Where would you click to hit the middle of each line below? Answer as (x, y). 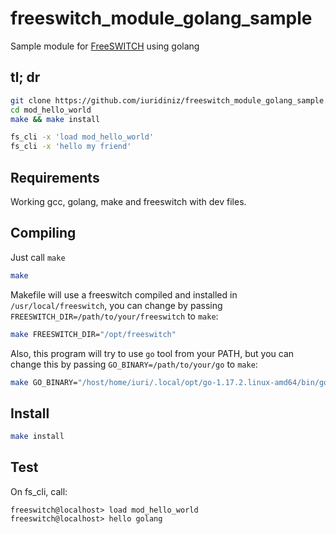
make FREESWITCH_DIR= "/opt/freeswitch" (93, 334)
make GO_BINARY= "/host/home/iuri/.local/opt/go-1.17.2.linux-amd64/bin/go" (171, 382)
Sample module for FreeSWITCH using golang (105, 46)
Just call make (38, 257)
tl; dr (25, 77)
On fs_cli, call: (39, 491)
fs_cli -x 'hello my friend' (71, 147)
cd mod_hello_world (51, 110)
